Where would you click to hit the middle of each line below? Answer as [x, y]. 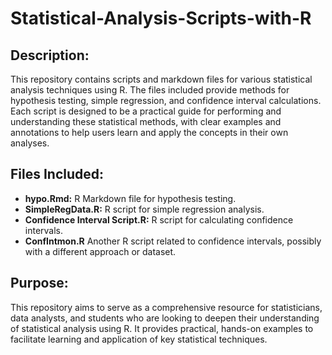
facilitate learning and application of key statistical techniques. [139, 339]
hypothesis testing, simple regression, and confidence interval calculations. [166, 100]
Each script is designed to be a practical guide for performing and [146, 111]
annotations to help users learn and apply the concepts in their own [149, 132]
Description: [50, 55]
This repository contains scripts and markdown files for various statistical [161, 79]
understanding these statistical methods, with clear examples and [146, 121]
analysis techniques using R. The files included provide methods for [150, 90]
